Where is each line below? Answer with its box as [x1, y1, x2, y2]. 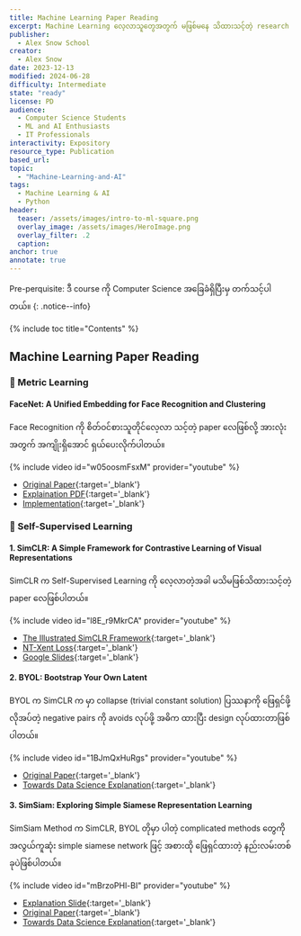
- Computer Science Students [17, 113, 127, 122]
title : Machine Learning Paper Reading [9, 13, 159, 22]
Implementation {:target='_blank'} [22, 498, 146, 508]
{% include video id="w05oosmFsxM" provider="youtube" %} [9, 461, 240, 472]
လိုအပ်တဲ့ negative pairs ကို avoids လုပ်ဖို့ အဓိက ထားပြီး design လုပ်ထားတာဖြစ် [9, 712, 290, 723]
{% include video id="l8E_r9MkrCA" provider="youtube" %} [9, 615, 232, 625]
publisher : [9, 30, 50, 39]
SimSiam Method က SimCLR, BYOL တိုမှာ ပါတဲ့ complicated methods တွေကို [9, 823, 286, 833]
